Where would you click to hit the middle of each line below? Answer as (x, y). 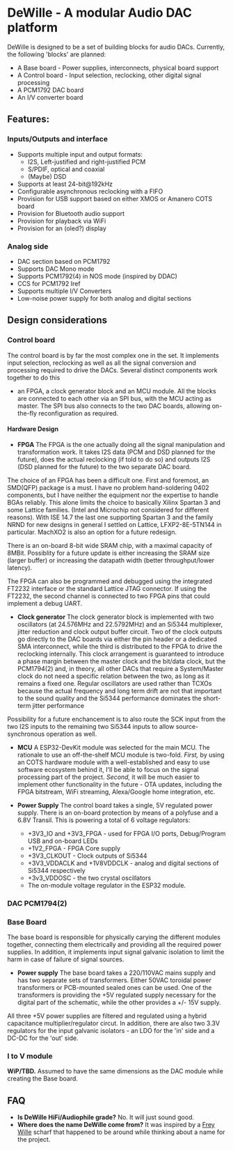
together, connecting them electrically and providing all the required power (114, 945)
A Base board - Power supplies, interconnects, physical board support (118, 68)
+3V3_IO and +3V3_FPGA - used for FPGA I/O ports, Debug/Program (127, 833)
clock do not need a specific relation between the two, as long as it (113, 676)
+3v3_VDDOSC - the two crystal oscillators (89, 878)
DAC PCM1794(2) (37, 903)
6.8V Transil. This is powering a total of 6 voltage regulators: (104, 820)
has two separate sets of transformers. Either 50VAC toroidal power (114, 980)
